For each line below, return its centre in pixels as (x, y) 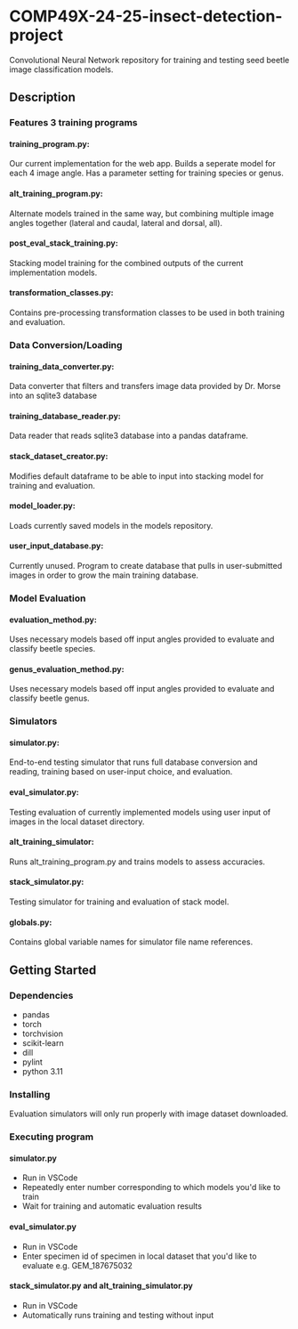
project (36, 35)
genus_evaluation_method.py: (67, 669)
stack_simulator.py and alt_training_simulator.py (101, 1286)
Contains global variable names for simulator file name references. (131, 942)
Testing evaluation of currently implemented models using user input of (140, 812)
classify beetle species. (52, 649)
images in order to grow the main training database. (104, 575)
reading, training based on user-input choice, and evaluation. (121, 772)
